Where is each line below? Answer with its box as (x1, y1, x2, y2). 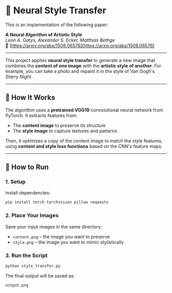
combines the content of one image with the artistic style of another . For (5, 63, 161, 69)
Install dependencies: (5, 190, 51, 196)
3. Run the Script (5, 251, 48, 259)
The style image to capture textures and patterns (12, 128, 117, 134)
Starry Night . (5, 73, 33, 80)
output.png (5, 282, 29, 288)
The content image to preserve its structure (12, 122, 106, 128)
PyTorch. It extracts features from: (5, 112, 78, 119)
